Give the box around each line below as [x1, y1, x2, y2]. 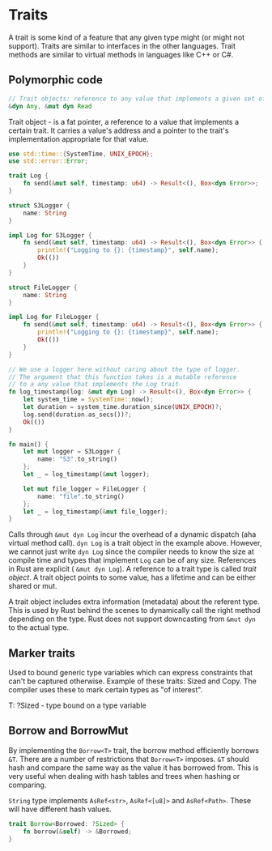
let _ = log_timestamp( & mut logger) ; [23, 470, 151, 479]
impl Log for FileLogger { [8, 313, 100, 321]
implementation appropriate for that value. [8, 134, 149, 143]
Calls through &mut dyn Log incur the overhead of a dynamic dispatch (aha [8, 530, 257, 539]
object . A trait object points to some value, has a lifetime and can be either [8, 572, 257, 582]
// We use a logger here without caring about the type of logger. [8, 365, 241, 373]
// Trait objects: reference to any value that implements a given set [8, 95, 255, 103]
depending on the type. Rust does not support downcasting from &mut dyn [8, 614, 257, 624]
